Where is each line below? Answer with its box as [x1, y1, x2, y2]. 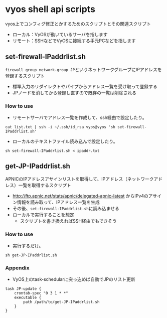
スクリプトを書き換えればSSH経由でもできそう [20, 218, 117, 224]
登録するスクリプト [5, 73, 45, 79]
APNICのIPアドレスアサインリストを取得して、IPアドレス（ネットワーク [5, 176, 154, 182]
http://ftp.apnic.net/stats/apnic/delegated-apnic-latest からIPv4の [12, 193, 149, 199]
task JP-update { [5, 286, 42, 291]
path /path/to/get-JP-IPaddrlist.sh [23, 299, 100, 304]
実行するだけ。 [12, 243, 44, 249]
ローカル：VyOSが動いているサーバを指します [12, 31, 108, 37]
